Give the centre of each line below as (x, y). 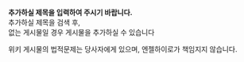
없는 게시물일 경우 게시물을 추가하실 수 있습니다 (81, 32)
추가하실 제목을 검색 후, (45, 22)
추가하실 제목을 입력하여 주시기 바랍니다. (70, 12)
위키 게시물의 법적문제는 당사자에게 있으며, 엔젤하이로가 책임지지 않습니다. (123, 49)
